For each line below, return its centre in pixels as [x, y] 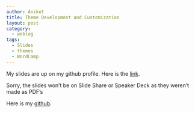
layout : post [23, 23]
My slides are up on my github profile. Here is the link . [73, 73]
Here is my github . [29, 103]
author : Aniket [25, 12]
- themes [23, 51]
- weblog [23, 34]
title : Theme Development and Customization [63, 17]
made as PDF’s [25, 91]
